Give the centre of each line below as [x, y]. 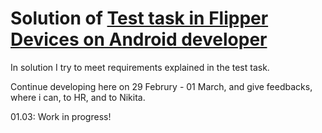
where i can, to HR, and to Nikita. [78, 97]
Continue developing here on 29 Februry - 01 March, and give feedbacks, [161, 86]
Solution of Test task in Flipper [139, 18]
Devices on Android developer [139, 39]
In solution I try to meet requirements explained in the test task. [140, 67]
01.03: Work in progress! [61, 116]
